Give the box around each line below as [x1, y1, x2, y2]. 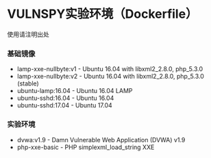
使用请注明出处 [7, 30, 49, 38]
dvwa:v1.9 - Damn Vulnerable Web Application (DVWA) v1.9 [16, 135, 186, 144]
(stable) [16, 79, 39, 88]
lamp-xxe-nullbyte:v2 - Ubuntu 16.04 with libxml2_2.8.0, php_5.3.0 [16, 73, 204, 81]
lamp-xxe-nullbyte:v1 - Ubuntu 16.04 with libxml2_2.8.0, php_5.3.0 [16, 65, 203, 73]
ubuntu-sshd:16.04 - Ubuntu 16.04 [16, 94, 114, 103]
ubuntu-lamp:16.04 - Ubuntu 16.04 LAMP [16, 87, 133, 95]
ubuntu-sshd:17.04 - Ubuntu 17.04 [16, 101, 113, 109]
